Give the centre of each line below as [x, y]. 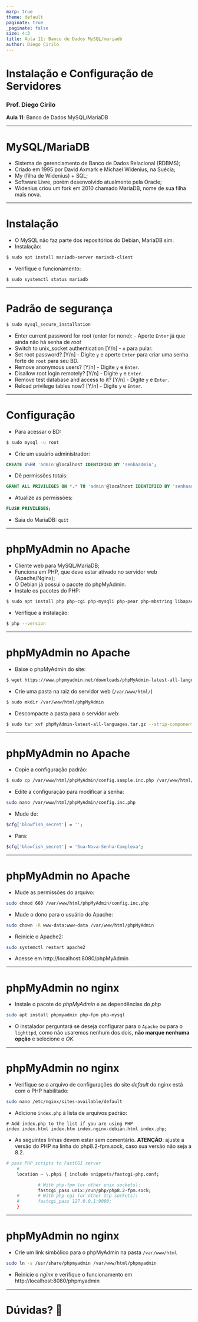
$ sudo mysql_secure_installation [49, 324]
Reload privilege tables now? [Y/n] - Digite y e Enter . [78, 386]
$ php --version [26, 624]
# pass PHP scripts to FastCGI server [54, 1163]
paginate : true [25, 22]
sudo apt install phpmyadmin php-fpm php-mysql [66, 1015]
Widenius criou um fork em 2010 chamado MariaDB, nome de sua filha [100, 188]
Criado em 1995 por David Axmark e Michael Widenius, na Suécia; [95, 169]
